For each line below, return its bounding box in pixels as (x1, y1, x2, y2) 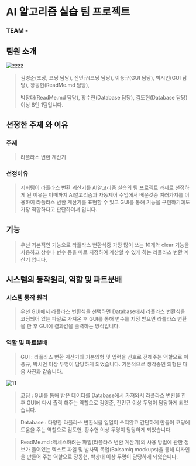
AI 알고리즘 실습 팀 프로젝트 (6, 5, 130, 19)
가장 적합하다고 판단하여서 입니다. (20, 205, 98, 213)
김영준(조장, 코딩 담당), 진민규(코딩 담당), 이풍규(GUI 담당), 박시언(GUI (20, 74, 181, 81)
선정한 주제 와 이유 (6, 120, 68, 130)
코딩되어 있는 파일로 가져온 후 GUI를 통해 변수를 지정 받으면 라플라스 (20, 316, 177, 323)
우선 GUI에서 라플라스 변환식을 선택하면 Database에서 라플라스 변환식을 (20, 308, 185, 315)
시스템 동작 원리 (6, 294, 48, 302)
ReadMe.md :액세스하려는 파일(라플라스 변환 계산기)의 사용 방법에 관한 (20, 438, 183, 446)
